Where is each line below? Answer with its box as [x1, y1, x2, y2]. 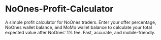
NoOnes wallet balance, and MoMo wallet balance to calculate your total [5, 24, 152, 30]
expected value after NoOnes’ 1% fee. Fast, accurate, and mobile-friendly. [5, 29, 156, 35]
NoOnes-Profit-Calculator [5, 3, 114, 14]
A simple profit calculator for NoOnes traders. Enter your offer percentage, [5, 19, 157, 25]
